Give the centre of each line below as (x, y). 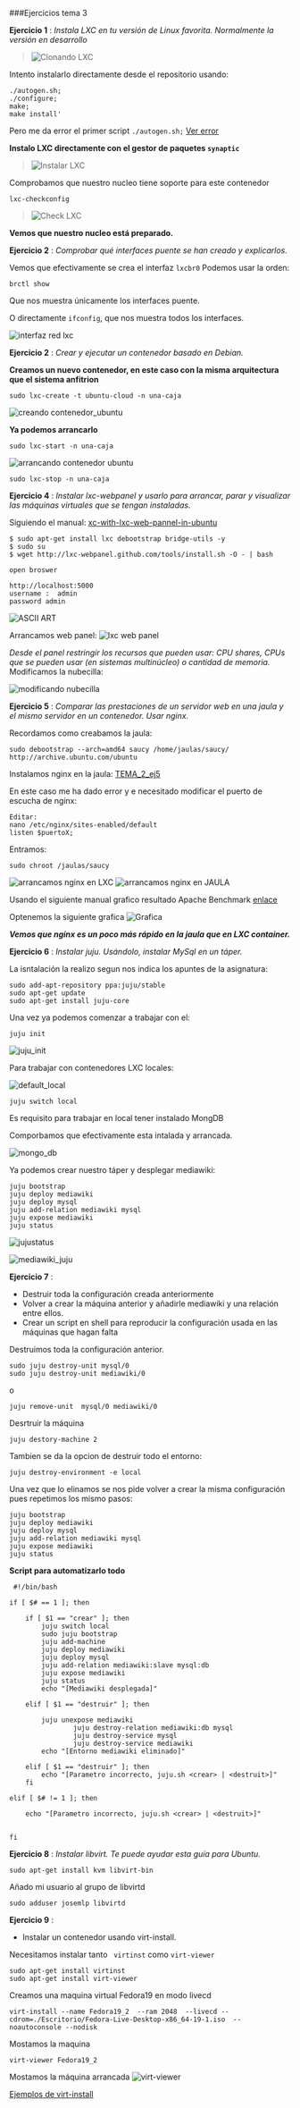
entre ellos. (43, 1313)
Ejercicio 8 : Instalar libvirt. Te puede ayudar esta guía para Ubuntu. (135, 1854)
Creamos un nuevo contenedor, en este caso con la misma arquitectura (144, 370)
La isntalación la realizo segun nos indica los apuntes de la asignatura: (138, 969)
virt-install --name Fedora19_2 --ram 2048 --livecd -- (119, 2011)
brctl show (29, 284)
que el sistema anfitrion (54, 379)
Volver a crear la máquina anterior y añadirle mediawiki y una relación (150, 1303)
